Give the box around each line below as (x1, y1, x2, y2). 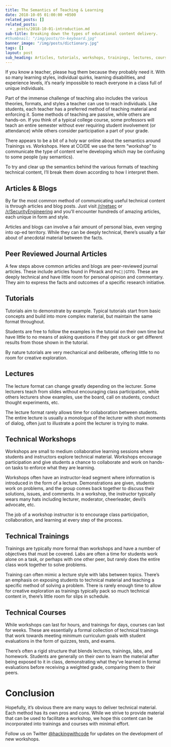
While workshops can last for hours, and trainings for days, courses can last (5, 622, 165, 628)
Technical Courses (5, 608, 66, 617)
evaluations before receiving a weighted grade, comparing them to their (5, 664, 156, 670)
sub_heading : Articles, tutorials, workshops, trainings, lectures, (5, 55, 154, 60)
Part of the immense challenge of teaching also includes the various (5, 95, 148, 101)
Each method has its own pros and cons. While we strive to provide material (5, 710, 164, 716)
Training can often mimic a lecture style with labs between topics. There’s (5, 572, 160, 578)
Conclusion (5, 688, 55, 699)
